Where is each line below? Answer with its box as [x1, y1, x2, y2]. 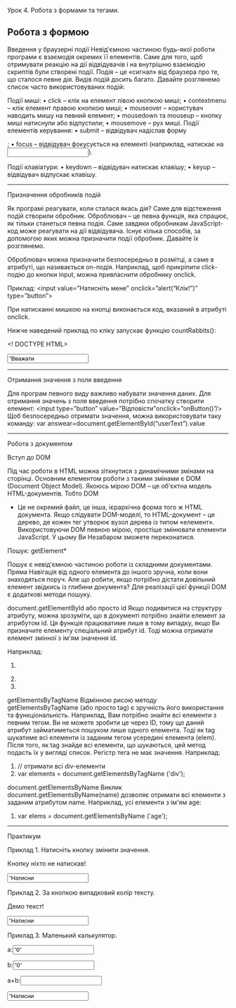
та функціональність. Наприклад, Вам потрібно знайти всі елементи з [7, 711, 217, 719]
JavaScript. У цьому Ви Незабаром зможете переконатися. [17, 532, 195, 541]
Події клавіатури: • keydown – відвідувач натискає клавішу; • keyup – [7, 162, 216, 171]
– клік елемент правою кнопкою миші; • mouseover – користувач [7, 104, 204, 112]
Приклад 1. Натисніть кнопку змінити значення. [7, 845, 150, 854]
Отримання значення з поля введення [7, 375, 122, 383]
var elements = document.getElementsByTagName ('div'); [17, 769, 185, 777]
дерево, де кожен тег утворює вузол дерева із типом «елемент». [17, 517, 215, 526]
